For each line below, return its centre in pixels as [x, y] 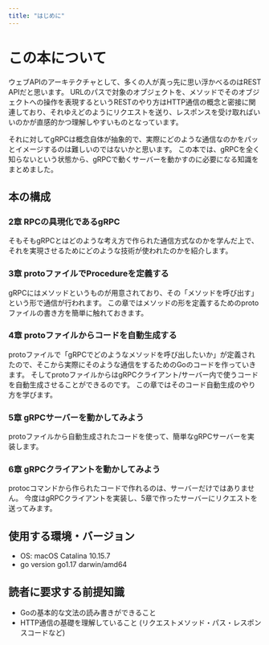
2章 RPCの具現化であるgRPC [64, 222]
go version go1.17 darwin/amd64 [73, 565]
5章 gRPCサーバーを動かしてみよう [76, 417]
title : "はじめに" [37, 16]
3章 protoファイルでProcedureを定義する [89, 274]
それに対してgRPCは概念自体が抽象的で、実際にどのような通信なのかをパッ [133, 139]
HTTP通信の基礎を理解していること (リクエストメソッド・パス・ [126, 623]
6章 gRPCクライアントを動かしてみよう [84, 469]
